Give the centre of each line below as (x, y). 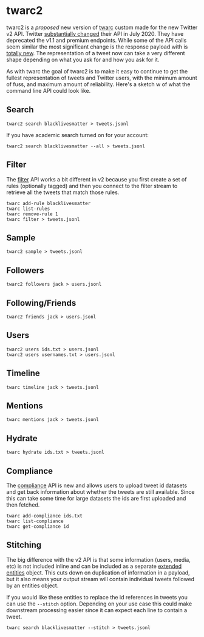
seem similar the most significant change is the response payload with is (97, 47)
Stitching (24, 545)
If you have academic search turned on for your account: (77, 135)
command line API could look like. (49, 90)
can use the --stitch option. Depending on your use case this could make (99, 604)
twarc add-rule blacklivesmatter (49, 203)
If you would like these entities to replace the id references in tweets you (97, 597)
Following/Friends (41, 303)
